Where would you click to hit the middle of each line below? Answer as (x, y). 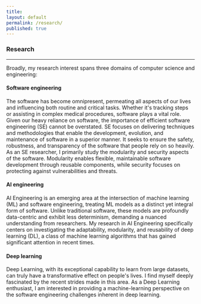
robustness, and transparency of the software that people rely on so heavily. (100, 145)
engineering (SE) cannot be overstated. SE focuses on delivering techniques (100, 127)
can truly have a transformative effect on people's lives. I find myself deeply (100, 276)
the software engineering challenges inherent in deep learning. (84, 295)
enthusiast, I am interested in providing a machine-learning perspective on (98, 288)
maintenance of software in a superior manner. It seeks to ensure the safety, (100, 139)
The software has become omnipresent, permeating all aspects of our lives (99, 101)
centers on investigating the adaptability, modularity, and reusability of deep (100, 229)
